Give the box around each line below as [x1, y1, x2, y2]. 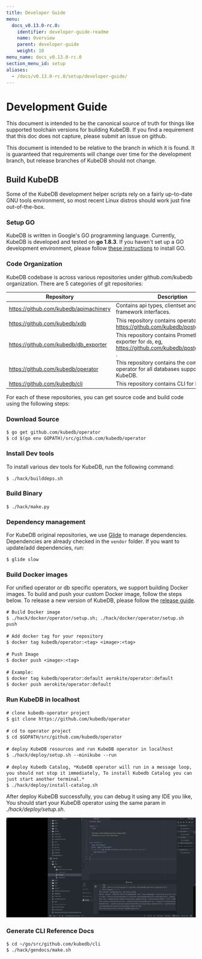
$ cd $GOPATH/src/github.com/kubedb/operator [6, 734, 122, 740]
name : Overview [17, 35, 55, 42]
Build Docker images [6, 571, 68, 579]
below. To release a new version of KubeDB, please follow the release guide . [6, 597, 195, 604]
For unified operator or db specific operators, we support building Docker [6, 584, 188, 591]
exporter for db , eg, [115, 338, 163, 345]
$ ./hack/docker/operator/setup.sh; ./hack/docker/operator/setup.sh [6, 615, 185, 621]
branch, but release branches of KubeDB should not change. [6, 157, 156, 164]
